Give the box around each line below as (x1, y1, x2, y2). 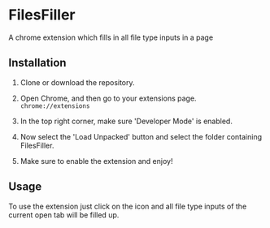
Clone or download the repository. (20, 77, 136, 87)
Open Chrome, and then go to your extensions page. (20, 93, 197, 103)
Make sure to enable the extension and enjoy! (20, 156, 173, 166)
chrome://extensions (20, 101, 90, 110)
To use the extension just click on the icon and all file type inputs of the (8, 201, 247, 211)
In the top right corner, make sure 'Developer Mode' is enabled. (20, 116, 233, 126)
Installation (8, 56, 67, 70)
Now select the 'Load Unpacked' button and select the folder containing (20, 131, 263, 141)
